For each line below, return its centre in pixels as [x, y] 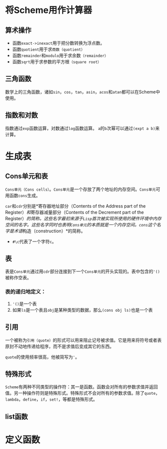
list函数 [17, 416]
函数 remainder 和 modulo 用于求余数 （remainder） [60, 56]
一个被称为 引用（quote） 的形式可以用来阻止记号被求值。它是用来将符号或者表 [83, 340]
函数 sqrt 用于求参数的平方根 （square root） [57, 62]
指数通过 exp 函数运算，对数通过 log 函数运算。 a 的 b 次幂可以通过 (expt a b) [80, 128]
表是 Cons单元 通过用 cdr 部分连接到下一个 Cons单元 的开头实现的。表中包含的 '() [83, 271]
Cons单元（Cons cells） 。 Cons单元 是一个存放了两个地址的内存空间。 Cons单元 [81, 189]
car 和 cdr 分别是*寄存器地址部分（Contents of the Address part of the [75, 206]
